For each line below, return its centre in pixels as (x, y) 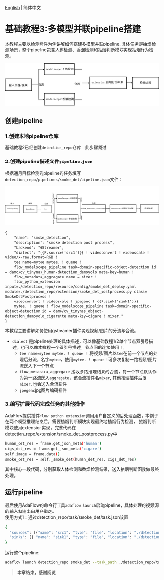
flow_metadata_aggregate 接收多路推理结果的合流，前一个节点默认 (86, 372)
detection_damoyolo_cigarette (36, 316)
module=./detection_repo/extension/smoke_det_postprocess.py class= (76, 292)
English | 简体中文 (23, 8)
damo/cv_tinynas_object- (78, 311)
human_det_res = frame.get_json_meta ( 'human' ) (53, 444)
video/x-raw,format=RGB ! (31, 257)
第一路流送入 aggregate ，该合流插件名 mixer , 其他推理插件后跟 (85, 378)
